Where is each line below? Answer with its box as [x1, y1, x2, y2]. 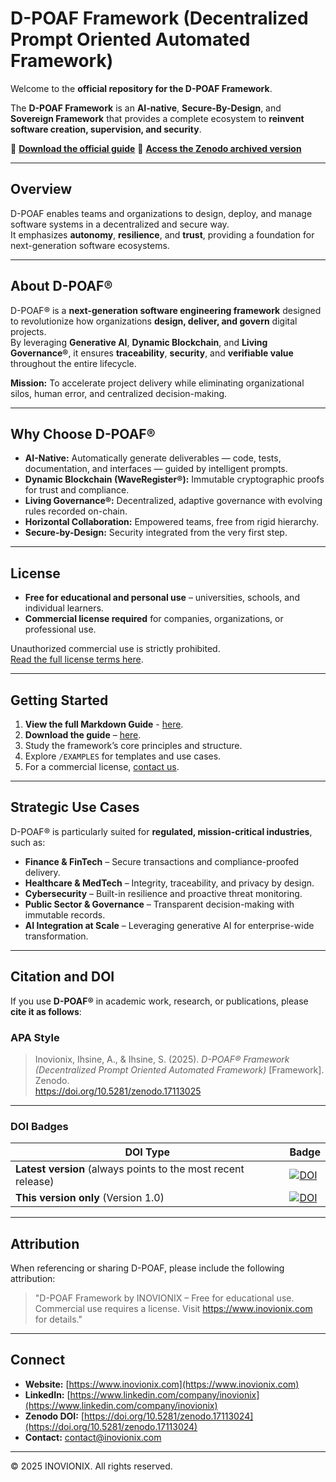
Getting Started [10, 692, 109, 709]
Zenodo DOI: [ [24, 1410, 85, 1422]
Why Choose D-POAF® [10, 425, 156, 442]
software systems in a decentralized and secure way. [10, 218, 230, 230]
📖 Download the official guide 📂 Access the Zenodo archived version [10, 142, 302, 154]
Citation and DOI [10, 968, 115, 986]
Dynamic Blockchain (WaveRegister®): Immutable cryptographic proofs [24, 473, 325, 486]
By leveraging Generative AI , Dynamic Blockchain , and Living [10, 336, 268, 348]
